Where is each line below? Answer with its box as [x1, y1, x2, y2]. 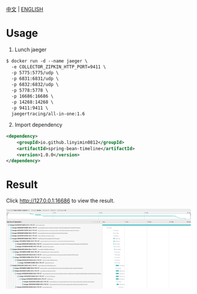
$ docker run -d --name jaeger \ [6, 58, 88, 64]
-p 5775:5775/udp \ [11, 70, 59, 76]
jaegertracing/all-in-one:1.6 [11, 111, 85, 117]
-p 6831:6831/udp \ [11, 76, 59, 82]
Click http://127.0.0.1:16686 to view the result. [6, 197, 115, 204]
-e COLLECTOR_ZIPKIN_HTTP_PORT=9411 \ [11, 64, 107, 70]
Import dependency [14, 121, 63, 128]
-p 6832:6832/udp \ [11, 82, 59, 87]
